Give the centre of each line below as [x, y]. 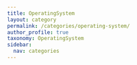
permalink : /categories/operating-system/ [68, 26]
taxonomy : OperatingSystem [46, 39]
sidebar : [20, 45]
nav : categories [36, 51]
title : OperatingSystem [41, 13]
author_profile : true [38, 32]
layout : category [32, 20]
